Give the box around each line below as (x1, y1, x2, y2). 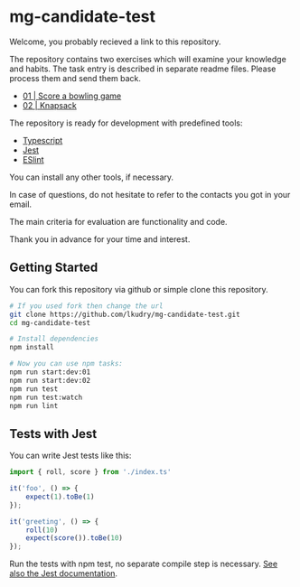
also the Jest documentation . (9, 568, 118, 579)
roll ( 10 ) (25, 526, 59, 535)
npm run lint (9, 401, 59, 410)
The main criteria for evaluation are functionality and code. (9, 216, 228, 227)
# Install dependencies (9, 334, 99, 344)
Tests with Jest (9, 426, 98, 442)
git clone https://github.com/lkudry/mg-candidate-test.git (9, 310, 241, 319)
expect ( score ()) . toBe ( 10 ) (25, 534, 124, 543)
